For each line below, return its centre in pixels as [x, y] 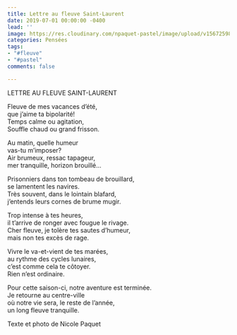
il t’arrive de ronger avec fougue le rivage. [68, 223]
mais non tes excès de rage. [48, 237]
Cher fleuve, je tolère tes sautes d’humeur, [69, 230]
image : [17, 34]
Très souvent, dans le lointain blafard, [62, 194]
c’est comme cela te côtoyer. [49, 266]
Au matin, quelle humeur [43, 143]
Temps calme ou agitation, [46, 122]
